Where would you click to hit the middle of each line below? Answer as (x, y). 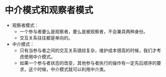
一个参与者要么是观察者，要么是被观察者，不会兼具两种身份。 (84, 31)
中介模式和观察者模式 (49, 10)
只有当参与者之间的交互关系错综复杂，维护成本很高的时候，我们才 (88, 50)
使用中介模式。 (40, 56)
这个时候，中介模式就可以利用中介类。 (68, 69)
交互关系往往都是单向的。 (46, 38)
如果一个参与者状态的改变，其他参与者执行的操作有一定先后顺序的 (88, 63)
